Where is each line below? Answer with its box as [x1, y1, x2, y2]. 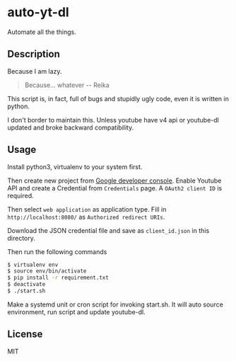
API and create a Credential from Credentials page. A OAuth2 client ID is [7, 183, 223, 192]
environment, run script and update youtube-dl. [7, 307, 146, 316]
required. [7, 191, 34, 200]
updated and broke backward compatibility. [7, 123, 134, 132]
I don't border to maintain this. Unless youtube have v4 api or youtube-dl [7, 115, 219, 124]
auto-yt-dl [7, 4, 69, 21]
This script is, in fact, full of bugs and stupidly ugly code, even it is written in [7, 94, 230, 103]
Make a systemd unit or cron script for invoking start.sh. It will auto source [7, 300, 224, 309]
